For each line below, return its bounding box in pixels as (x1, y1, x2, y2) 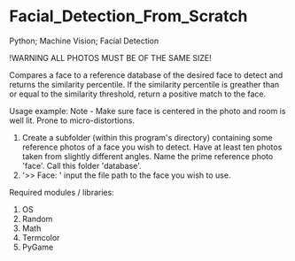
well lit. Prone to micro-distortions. (9, 115, 136, 126)
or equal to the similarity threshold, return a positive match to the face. (9, 88, 267, 99)
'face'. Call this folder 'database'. (21, 160, 142, 171)
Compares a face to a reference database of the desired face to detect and (9, 69, 283, 81)
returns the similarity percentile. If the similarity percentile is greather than (9, 79, 280, 89)
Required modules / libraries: (9, 187, 115, 197)
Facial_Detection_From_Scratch (9, 6, 248, 27)
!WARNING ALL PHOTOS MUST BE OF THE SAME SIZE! (9, 52, 213, 63)
